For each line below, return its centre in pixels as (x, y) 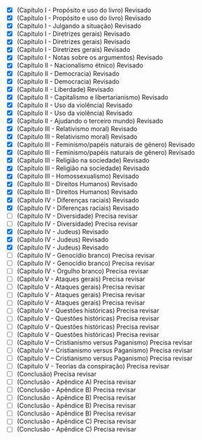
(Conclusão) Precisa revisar (57, 373)
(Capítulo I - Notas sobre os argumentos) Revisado (90, 57)
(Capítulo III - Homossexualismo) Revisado (78, 176)
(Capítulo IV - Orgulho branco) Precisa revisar (82, 271)
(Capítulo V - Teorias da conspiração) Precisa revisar (93, 366)
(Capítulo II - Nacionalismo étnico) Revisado (80, 65)
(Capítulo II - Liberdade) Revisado (65, 89)
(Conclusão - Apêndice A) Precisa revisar (77, 382)
